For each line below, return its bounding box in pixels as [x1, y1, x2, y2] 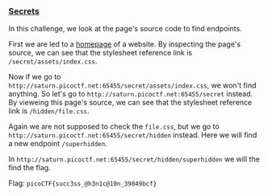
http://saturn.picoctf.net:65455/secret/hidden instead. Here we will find [8, 130, 258, 140]
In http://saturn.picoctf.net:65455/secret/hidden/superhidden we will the [8, 154, 260, 164]
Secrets [8, 6, 40, 17]
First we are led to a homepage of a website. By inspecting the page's [8, 39, 241, 49]
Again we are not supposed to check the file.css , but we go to [8, 122, 220, 132]
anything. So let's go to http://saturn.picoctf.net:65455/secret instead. [8, 89, 253, 99]
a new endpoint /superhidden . [8, 139, 107, 149]
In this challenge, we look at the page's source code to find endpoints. [8, 24, 242, 34]
